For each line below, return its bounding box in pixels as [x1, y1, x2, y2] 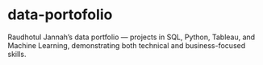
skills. [7, 49, 27, 59]
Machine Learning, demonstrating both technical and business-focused [7, 40, 246, 50]
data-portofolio [7, 6, 113, 24]
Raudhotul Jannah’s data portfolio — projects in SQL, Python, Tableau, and [7, 32, 256, 42]
